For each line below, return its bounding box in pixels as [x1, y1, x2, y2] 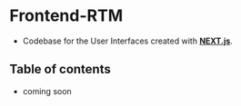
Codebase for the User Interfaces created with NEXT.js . [22, 35, 234, 46]
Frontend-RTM [9, 5, 124, 26]
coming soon [22, 85, 73, 96]
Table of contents [9, 62, 111, 77]
